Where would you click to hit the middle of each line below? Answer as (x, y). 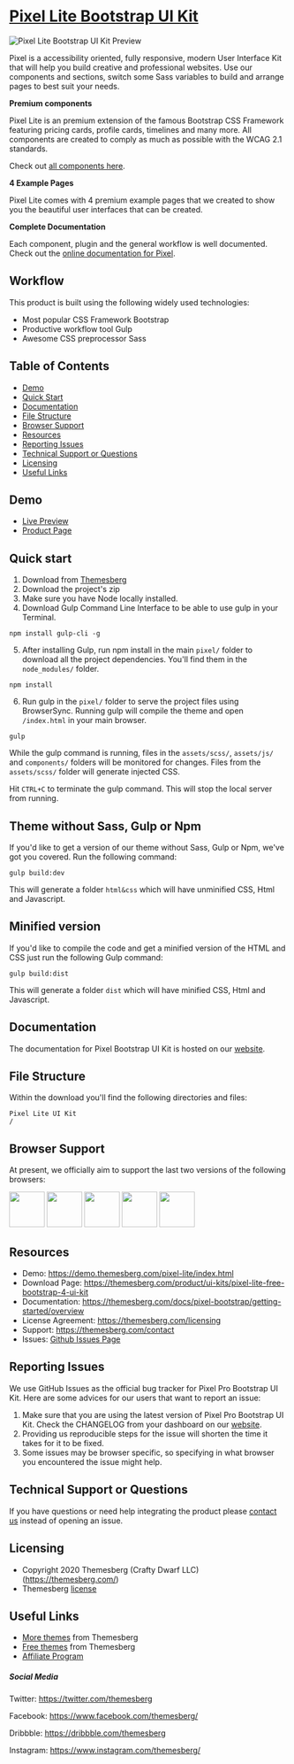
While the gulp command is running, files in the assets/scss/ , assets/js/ (141, 753)
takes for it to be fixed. (63, 1443)
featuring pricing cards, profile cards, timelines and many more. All (130, 129)
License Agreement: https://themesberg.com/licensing (121, 1321)
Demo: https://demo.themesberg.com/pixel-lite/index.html (128, 1274)
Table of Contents (60, 366)
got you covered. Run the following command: (93, 857)
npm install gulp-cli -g (55, 634)
